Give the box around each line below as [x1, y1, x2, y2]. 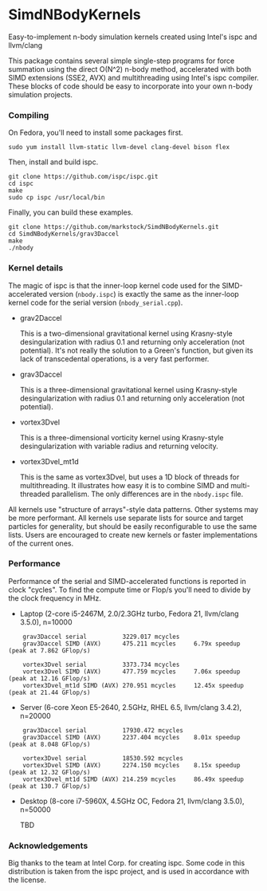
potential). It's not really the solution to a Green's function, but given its [19, 345, 253, 355]
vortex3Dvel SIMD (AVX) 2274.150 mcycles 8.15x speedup [22, 761, 241, 769]
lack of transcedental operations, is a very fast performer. [19, 353, 210, 364]
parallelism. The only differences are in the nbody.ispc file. [51, 489, 244, 499]
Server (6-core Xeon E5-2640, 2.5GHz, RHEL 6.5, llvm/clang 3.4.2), [19, 702, 242, 712]
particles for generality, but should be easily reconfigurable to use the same [8, 521, 257, 531]
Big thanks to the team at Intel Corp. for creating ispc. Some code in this [8, 858, 245, 868]
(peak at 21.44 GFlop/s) [8, 688, 91, 696]
